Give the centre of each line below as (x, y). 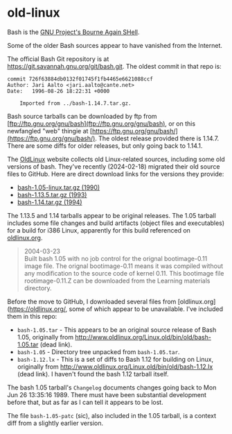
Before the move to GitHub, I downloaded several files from (92, 301)
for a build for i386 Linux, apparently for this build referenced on (99, 230)
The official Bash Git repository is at (58, 59)
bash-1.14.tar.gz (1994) (50, 202)
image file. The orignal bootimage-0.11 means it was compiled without (124, 266)
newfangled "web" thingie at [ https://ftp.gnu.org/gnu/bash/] (92, 131)
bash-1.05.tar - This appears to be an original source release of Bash (117, 329)
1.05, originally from (45, 337)
